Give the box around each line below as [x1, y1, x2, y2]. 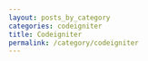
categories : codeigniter [8, 22, 103, 30]
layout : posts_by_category [8, 13, 111, 22]
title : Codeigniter [8, 30, 83, 39]
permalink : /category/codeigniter [8, 38, 140, 48]
